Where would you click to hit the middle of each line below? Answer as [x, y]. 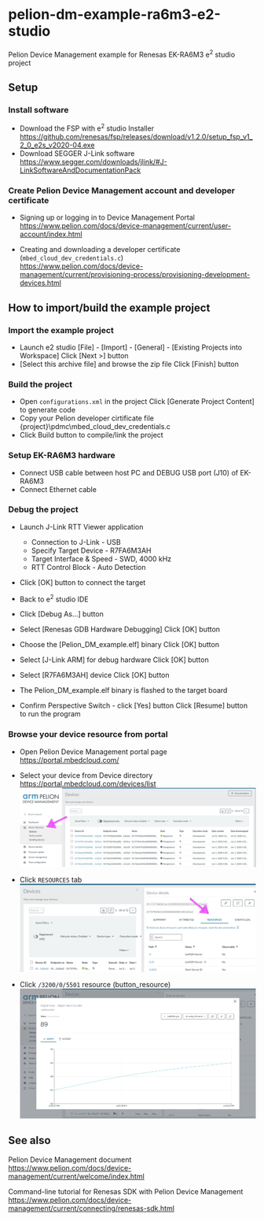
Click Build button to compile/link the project [91, 435]
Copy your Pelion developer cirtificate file [87, 418]
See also [29, 1140]
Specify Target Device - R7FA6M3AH [91, 550]
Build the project [40, 384]
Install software [38, 109]
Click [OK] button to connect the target [82, 582]
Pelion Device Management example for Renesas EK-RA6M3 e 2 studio [122, 54]
